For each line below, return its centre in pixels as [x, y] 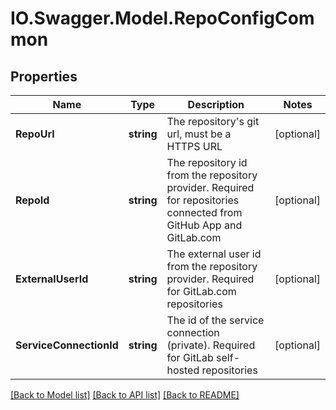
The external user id [214, 254]
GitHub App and [204, 225]
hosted [183, 370]
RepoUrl [35, 134]
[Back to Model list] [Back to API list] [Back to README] [125, 395]
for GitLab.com [201, 291]
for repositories [203, 200]
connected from [204, 212]
